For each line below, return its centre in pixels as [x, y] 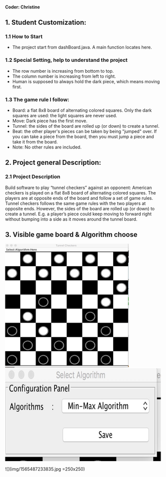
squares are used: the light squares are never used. [65, 115]
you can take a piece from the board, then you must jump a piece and [83, 137]
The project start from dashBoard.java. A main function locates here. [82, 48]
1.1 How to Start [24, 36]
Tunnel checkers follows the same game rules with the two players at [75, 203]
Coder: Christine [23, 7]
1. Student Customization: [46, 22]
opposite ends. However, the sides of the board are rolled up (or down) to [80, 208]
